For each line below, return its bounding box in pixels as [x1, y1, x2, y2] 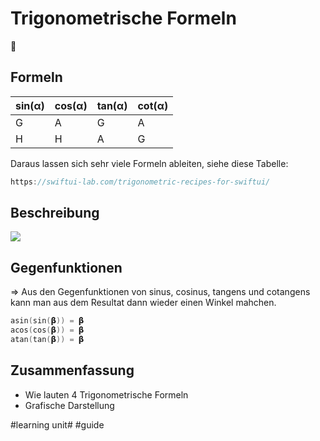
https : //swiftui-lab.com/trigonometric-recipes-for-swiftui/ [10, 177, 271, 187]
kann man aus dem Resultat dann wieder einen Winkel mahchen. [10, 297, 277, 309]
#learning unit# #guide [10, 418, 105, 431]
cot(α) [137, 98, 169, 112]
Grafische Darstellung [24, 399, 115, 411]
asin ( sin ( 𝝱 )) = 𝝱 [10, 316, 85, 326]
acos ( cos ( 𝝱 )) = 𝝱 [10, 325, 85, 336]
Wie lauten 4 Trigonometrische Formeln [24, 388, 189, 401]
